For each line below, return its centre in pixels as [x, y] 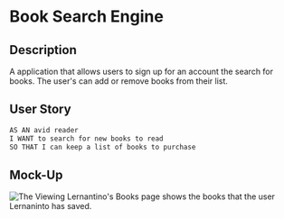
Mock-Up [36, 174]
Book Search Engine [87, 17]
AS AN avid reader [44, 130]
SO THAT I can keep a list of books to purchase [103, 147]
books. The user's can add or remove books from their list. [119, 81]
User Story [40, 109]
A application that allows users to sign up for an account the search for [142, 71]
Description [43, 50]
